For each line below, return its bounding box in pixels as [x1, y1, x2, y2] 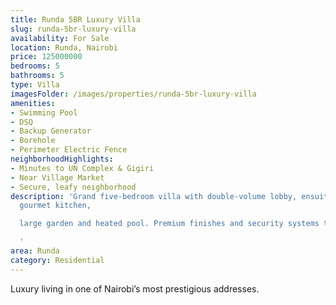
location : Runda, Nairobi [10, 42, 118, 53]
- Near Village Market [10, 172, 105, 183]
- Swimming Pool [10, 107, 78, 118]
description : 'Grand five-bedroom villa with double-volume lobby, [10, 191, 298, 201]
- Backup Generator [10, 126, 92, 136]
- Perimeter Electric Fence [10, 145, 128, 155]
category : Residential [10, 255, 105, 265]
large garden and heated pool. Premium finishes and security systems [19, 219, 320, 229]
